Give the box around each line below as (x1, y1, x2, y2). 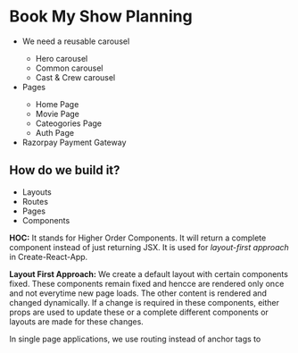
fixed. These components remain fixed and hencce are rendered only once (9, 278, 285, 289)
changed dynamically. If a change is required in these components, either (9, 297, 279, 307)
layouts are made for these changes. (9, 315, 145, 327)
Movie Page (35, 108, 80, 119)
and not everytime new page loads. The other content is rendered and (9, 288, 268, 298)
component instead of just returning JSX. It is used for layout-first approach (9, 241, 290, 252)
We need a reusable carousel (21, 36, 130, 46)
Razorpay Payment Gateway (21, 137, 127, 147)
